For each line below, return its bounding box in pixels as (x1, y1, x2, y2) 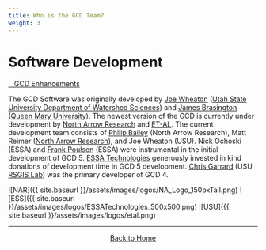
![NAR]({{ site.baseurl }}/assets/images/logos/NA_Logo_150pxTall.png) (8, 185, 238, 195)
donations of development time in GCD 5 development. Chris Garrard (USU (8, 161, 253, 171)
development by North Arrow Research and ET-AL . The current (8, 119, 214, 129)
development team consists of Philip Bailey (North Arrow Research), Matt (8, 128, 247, 138)
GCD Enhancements (13, 79, 81, 89)
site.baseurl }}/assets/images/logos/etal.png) (8, 210, 156, 220)
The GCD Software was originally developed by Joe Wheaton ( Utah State (8, 94, 247, 104)
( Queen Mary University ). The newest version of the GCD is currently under (8, 112, 255, 121)
